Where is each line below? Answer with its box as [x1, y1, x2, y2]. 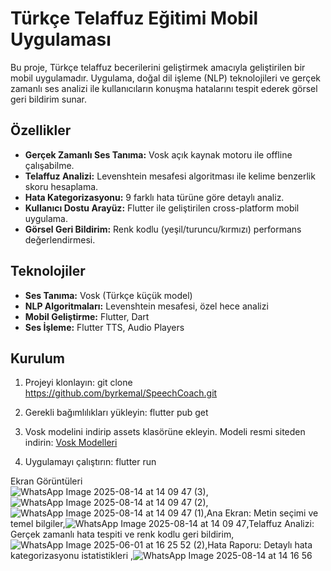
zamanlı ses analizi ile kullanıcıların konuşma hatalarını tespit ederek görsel [10, 82, 318, 94]
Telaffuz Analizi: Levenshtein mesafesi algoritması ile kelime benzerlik [24, 170, 316, 182]
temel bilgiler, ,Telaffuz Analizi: [10, 518, 315, 530]
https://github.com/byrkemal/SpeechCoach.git [24, 387, 218, 399]
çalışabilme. [24, 159, 75, 171]
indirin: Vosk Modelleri [24, 437, 118, 449]
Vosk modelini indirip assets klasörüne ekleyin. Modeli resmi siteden [24, 426, 306, 438]
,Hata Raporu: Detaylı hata [204, 539, 313, 551]
